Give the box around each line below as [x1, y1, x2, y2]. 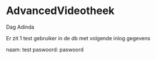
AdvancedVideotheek [6, 4, 115, 18]
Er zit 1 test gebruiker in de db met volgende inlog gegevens [6, 34, 151, 41]
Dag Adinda [6, 23, 34, 30]
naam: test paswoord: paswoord [6, 46, 84, 53]
